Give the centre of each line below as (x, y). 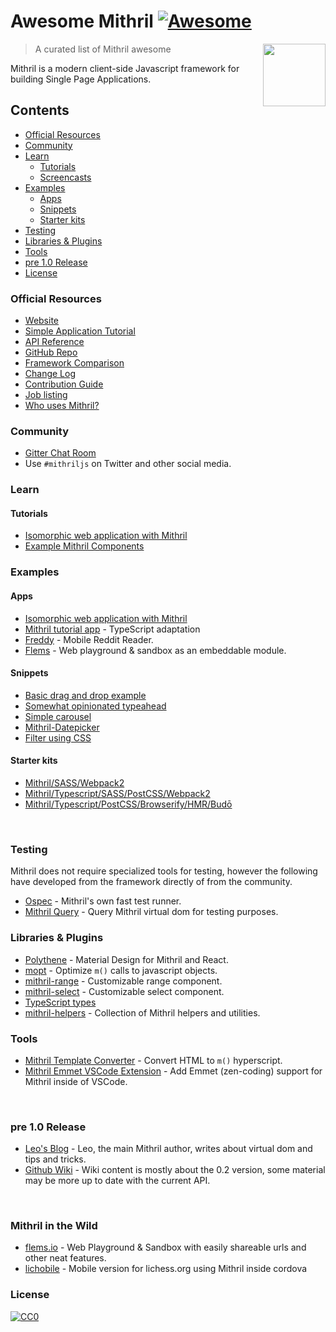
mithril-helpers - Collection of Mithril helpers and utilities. (142, 1012)
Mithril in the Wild (54, 1226)
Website (42, 321)
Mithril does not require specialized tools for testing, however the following (164, 871)
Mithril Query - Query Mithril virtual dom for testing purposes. (151, 912)
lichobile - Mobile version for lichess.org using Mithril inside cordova (166, 1269)
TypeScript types (60, 1002)
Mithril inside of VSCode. (76, 1081)
